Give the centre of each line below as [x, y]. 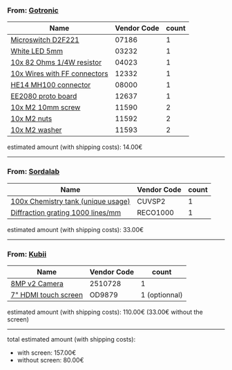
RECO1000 [156, 212]
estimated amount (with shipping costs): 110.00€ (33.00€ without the [105, 312]
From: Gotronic [33, 10]
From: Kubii [27, 254]
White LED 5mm [37, 51]
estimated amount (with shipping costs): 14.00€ [75, 147]
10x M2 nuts [31, 118]
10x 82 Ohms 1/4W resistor [56, 62]
